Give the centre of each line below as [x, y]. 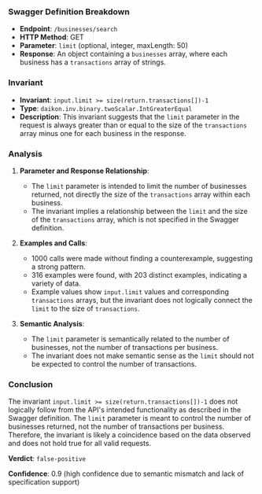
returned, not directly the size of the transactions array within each [140, 194]
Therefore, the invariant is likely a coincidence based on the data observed [129, 435]
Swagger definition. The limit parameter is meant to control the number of [130, 418]
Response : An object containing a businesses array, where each [124, 54]
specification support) [44, 482]
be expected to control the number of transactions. [114, 363]
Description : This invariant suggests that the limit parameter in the [129, 116]
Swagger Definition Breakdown [69, 12]
